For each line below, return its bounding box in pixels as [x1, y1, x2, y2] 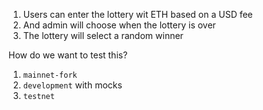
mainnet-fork [22, 70, 78, 80]
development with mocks [22, 79, 123, 91]
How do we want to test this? [8, 49, 128, 61]
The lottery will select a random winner [22, 30, 184, 41]
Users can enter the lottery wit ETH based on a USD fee [22, 9, 253, 20]
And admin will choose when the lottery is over [22, 19, 216, 31]
